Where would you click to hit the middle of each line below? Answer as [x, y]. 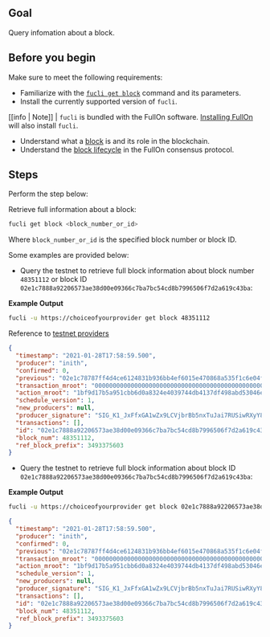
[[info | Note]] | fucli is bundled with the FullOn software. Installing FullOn [131, 116]
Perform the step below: [48, 194]
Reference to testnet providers [59, 333]
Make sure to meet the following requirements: [86, 77]
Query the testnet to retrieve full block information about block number [137, 271]
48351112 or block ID [53, 280]
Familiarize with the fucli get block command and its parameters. [131, 92]
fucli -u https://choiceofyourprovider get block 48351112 [109, 318]
